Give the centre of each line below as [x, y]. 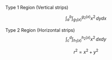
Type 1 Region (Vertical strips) [37, 7]
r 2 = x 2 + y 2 [86, 51]
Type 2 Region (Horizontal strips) [40, 30]
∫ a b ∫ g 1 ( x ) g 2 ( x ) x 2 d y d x [86, 19]
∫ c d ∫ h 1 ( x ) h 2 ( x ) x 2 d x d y [86, 39]
